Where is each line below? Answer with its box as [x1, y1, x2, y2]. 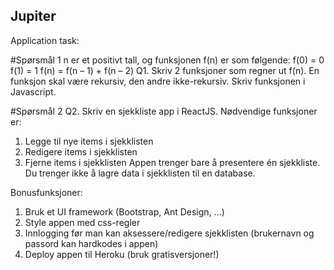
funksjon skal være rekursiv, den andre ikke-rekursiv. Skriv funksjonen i [10, 75, 306, 87]
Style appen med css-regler [24, 216, 141, 228]
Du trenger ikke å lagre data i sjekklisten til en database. [24, 167, 256, 179]
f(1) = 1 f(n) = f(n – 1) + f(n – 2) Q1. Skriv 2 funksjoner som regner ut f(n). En [10, 64, 320, 76]
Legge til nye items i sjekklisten [24, 135, 154, 147]
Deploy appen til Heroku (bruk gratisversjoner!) [24, 248, 220, 260]
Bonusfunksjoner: [10, 186, 83, 198]
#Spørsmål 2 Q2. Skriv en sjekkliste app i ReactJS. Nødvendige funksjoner [10, 105, 318, 117]
